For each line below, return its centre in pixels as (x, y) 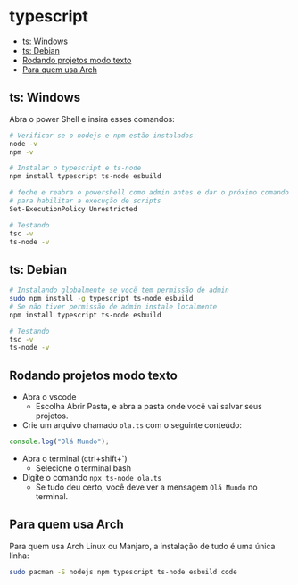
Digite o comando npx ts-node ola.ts (92, 478)
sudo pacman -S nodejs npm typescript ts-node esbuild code (124, 572)
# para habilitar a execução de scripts (86, 201)
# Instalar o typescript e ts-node (75, 168)
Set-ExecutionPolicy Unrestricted (74, 209)
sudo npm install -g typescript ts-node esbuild (101, 299)
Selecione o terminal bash (83, 468)
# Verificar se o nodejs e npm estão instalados (101, 136)
